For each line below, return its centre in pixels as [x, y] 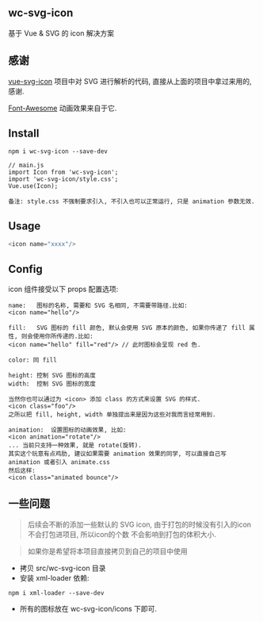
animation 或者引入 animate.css [59, 462]
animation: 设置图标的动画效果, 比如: [67, 430]
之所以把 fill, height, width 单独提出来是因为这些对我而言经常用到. [112, 414]
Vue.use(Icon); [33, 186]
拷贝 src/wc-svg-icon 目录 [63, 568]
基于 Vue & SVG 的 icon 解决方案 [61, 33]
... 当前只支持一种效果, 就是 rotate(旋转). [75, 445]
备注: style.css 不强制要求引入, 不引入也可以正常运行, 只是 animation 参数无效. [131, 201]
